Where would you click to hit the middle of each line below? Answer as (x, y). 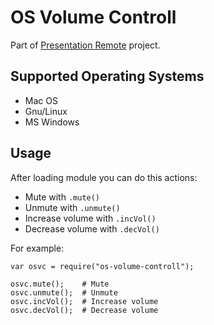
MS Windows (52, 122)
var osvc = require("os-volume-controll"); (102, 266)
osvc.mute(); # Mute (60, 284)
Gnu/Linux (46, 111)
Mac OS (41, 100)
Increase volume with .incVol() (90, 218)
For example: (37, 248)
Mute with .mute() (62, 197)
